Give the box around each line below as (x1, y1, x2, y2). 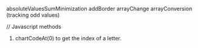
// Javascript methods (6, 23, 62, 30)
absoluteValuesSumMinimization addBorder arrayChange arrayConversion (6, 5, 193, 12)
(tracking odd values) (6, 11, 60, 19)
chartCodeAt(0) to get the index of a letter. (15, 35, 121, 41)
